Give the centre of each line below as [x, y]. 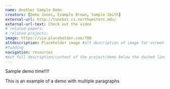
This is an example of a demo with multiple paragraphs [62, 81]
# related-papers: [25, 29]
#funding [14, 48]
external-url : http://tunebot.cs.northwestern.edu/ [61, 19]
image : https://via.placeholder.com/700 [49, 38]
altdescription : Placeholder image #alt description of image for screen [85, 43]
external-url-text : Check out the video [49, 24]
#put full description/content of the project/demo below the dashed [80, 57]
